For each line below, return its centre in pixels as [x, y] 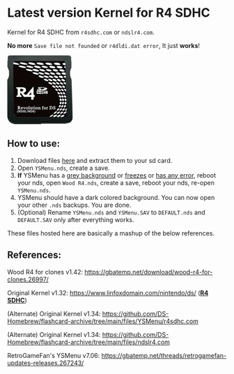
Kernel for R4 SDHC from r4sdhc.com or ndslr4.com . [81, 32]
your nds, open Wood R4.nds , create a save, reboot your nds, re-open [116, 182]
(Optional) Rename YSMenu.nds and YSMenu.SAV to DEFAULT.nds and [111, 212]
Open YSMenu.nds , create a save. [63, 168]
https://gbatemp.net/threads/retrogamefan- [164, 355]
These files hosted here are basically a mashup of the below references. [111, 233]
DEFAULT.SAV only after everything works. [76, 219]
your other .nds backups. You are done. [74, 205]
